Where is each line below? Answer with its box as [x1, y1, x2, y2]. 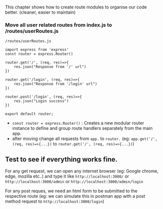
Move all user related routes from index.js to [5, 22, 113, 28]
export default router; [5, 112, 54, 116]
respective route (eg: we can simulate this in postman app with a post [5, 193, 145, 199]
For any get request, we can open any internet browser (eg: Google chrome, [5, 168, 159, 174]
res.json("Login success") [14, 99, 69, 104]
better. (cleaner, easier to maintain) [5, 9, 76, 15]
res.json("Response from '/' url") [14, 65, 87, 70]
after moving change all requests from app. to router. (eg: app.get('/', [12, 136, 158, 141]
